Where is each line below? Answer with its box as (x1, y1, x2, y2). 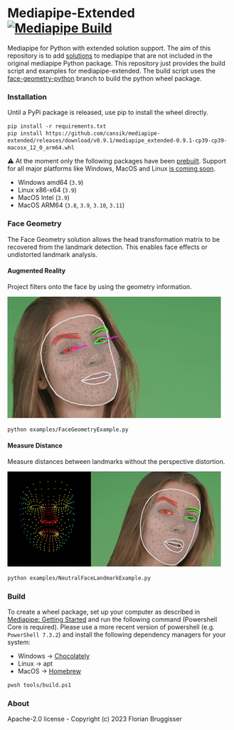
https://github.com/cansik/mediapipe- (45, 130, 161, 137)
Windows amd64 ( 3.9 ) (17, 178, 84, 187)
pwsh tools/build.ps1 (7, 681, 72, 689)
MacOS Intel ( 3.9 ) (17, 193, 70, 202)
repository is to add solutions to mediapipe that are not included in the (7, 51, 213, 60)
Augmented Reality (7, 266, 66, 275)
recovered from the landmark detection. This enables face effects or (7, 243, 208, 251)
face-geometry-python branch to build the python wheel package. (7, 73, 202, 83)
